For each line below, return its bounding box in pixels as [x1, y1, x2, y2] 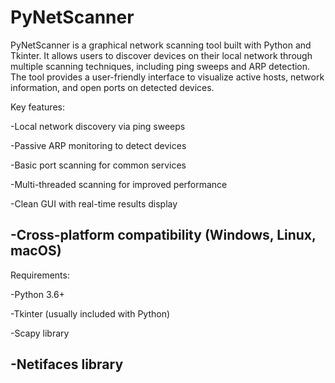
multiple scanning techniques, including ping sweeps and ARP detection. [10, 60, 311, 72]
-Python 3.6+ [10, 288, 65, 300]
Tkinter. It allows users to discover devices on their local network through [10, 49, 313, 61]
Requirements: [10, 269, 70, 281]
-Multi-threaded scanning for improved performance [10, 178, 228, 190]
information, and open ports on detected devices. [10, 81, 215, 93]
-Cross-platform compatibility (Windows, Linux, [10, 227, 317, 244]
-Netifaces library [10, 356, 124, 373]
